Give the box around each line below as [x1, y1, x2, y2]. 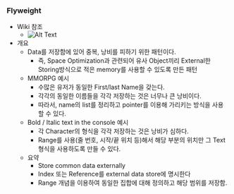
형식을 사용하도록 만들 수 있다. [37, 145, 121, 153]
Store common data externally [37, 162, 126, 170]
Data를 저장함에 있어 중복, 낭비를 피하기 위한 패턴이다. [27, 48, 177, 56]
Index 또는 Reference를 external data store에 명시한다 [37, 170, 191, 178]
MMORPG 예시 [27, 74, 70, 83]
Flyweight [6, 6, 42, 16]
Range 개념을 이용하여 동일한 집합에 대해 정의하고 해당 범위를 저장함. [37, 178, 228, 187]
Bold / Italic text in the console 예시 [27, 119, 129, 127]
